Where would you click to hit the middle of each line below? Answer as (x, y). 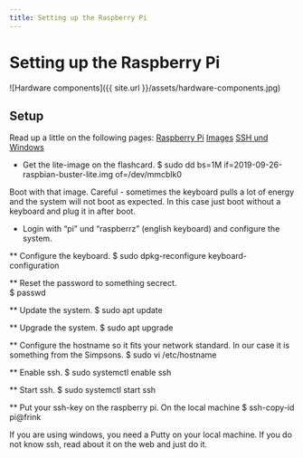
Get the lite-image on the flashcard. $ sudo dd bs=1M (122, 165)
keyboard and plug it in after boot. (72, 211)
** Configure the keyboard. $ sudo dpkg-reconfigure (108, 256)
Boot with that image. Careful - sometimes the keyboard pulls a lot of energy (152, 192)
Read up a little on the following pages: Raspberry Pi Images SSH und (139, 138)
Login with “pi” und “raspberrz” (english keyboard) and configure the (151, 229)
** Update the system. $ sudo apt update (86, 310)
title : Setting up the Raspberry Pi (78, 18)
